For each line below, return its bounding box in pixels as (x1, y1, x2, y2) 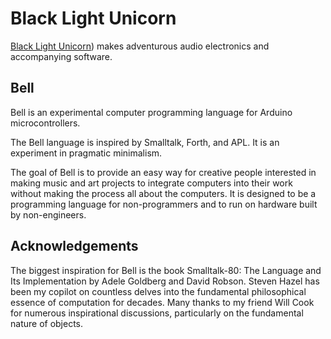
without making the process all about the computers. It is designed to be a (10, 187, 317, 199)
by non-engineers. (10, 208, 87, 221)
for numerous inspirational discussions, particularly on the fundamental (10, 307, 304, 319)
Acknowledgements (10, 238, 139, 255)
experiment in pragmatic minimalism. (10, 147, 163, 159)
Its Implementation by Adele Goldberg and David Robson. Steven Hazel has (10, 275, 320, 287)
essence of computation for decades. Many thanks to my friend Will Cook (10, 296, 315, 308)
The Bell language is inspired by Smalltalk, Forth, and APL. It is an (10, 136, 280, 148)
